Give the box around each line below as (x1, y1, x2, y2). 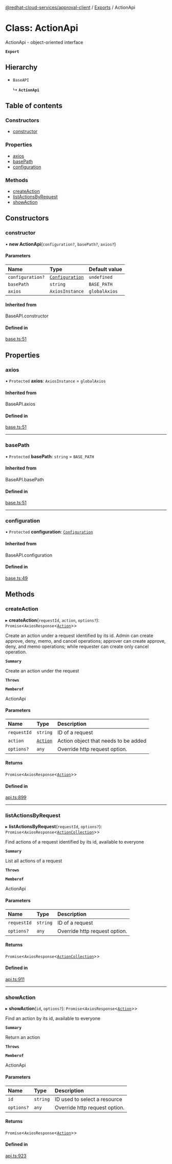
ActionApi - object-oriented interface (5, 39, 83, 45)
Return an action (5, 1034, 40, 1040)
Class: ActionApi (5, 23, 78, 34)
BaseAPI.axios (5, 401, 36, 407)
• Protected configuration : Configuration (5, 529, 93, 535)
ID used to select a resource (54, 1095, 122, 1102)
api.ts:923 (5, 1153, 27, 1159)
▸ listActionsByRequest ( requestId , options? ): (5, 824, 102, 830)
